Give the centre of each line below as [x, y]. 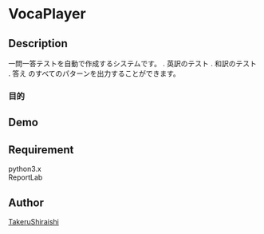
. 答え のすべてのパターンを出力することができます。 [95, 73]
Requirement [41, 150]
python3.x [25, 169]
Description [38, 44]
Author [26, 202]
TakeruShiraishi [34, 221]
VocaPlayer [47, 14]
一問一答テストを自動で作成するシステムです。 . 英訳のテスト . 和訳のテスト [132, 63]
